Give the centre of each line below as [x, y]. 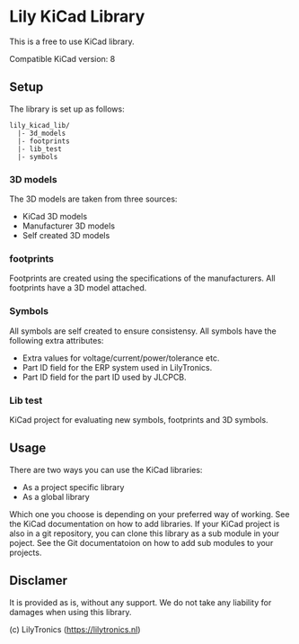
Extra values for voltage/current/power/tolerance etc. [121, 358]
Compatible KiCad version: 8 [62, 58]
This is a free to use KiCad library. [72, 41]
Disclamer [39, 581]
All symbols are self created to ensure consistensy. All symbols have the [143, 331]
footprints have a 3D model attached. [78, 288]
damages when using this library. [70, 612]
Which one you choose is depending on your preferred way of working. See [149, 514]
